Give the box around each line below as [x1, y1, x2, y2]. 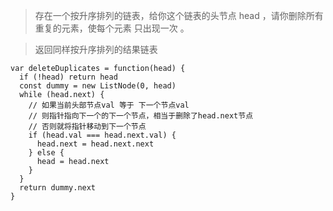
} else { [28, 148, 65, 158]
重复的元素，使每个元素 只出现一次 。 [34, 22, 190, 34]
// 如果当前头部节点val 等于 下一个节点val [28, 100, 190, 110]
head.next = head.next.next [36, 139, 155, 149]
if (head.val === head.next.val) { [28, 130, 177, 140]
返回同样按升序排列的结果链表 [34, 44, 158, 55]
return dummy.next [19, 183, 97, 193]
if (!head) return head [19, 72, 118, 82]
